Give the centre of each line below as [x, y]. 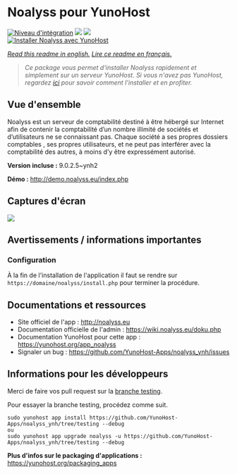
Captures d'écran [47, 201]
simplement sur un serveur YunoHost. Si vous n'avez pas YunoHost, [124, 75]
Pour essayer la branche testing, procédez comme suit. [87, 405]
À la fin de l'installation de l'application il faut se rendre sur [92, 275]
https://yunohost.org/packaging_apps [62, 463]
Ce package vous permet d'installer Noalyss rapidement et [110, 67]
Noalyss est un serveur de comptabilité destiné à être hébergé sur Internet [116, 121]
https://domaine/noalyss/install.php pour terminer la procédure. [103, 283]
